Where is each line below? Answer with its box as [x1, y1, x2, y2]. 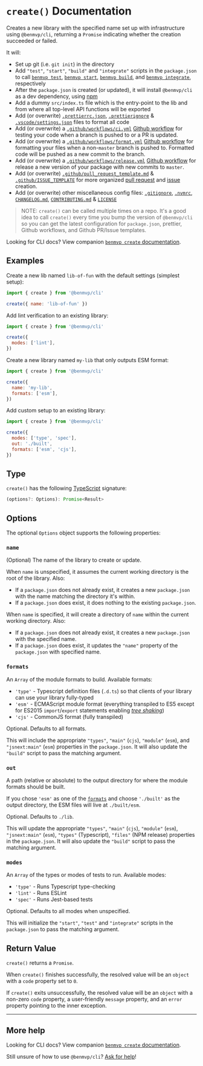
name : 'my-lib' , [11, 385, 53, 391]
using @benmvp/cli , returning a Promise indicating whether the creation [6, 30, 181, 37]
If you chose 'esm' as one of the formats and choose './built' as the [6, 795, 180, 802]
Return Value [6, 943, 56, 954]
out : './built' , [11, 441, 53, 447]
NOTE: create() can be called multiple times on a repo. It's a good [21, 207, 186, 214]
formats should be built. [6, 783, 65, 790]
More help [6, 1025, 45, 1035]
